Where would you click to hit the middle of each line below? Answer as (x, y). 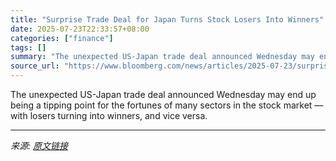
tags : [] (28, 47)
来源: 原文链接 (39, 145)
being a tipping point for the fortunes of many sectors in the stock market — (167, 105)
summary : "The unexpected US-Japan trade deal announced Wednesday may (162, 57)
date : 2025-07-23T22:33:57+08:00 (80, 29)
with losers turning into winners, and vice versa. (109, 115)
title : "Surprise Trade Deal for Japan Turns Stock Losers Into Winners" (167, 19)
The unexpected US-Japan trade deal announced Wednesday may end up (163, 94)
